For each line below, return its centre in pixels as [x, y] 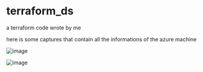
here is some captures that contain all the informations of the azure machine [101, 39]
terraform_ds [40, 11]
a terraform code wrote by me [44, 28]
